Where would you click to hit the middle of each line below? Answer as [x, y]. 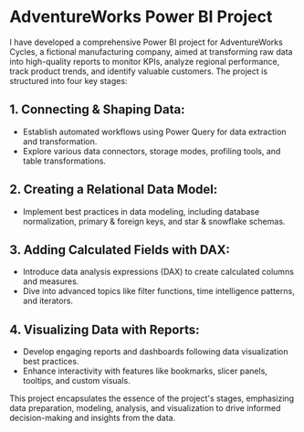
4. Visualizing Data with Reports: [105, 329]
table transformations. [64, 161]
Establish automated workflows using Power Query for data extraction [154, 132]
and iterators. [48, 301]
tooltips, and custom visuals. [76, 381]
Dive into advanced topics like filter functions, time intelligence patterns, [158, 291]
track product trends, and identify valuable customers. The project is [138, 71]
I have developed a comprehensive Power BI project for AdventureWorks [146, 42]
